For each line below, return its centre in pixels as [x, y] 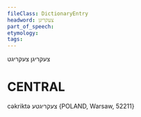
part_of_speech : [31, 26]
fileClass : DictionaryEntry [48, 13]
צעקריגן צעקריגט [29, 59]
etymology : [23, 33]
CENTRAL [36, 87]
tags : [15, 39]
